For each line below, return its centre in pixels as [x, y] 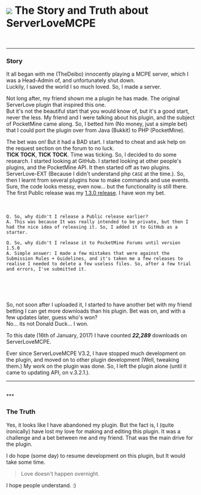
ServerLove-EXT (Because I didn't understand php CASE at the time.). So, [96, 174]
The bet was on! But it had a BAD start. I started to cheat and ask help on [96, 142]
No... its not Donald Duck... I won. [47, 324]
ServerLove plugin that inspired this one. [56, 105]
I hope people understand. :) [41, 485]
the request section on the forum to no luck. [60, 148]
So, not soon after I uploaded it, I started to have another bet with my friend [99, 305]
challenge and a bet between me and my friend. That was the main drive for [100, 437]
